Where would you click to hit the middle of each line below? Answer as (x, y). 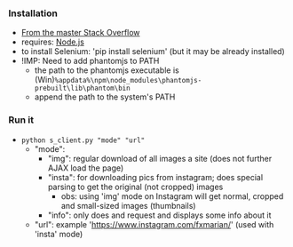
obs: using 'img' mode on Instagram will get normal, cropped (172, 196)
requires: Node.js (53, 42)
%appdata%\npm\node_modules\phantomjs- (128, 81)
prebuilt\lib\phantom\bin (82, 88)
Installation (33, 13)
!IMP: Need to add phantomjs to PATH (90, 61)
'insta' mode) (59, 234)
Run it (21, 120)
